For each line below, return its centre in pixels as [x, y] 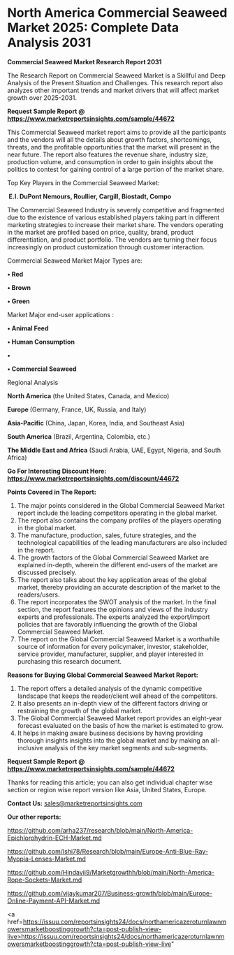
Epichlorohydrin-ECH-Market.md [55, 838]
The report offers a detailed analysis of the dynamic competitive [110, 688]
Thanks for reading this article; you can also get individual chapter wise [110, 782]
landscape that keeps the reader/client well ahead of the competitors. [117, 696]
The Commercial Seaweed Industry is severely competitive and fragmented [116, 210]
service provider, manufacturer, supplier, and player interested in [110, 654]
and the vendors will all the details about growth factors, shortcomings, [109, 139]
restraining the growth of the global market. [80, 710]
